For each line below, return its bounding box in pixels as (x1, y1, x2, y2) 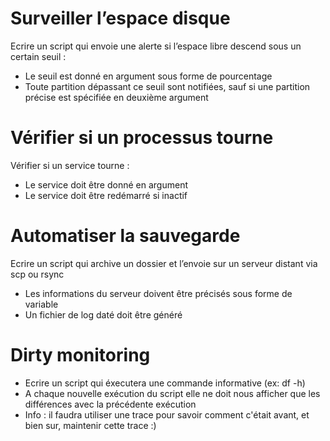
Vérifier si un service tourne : (10, 159, 130, 171)
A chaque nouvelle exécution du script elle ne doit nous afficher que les (24, 387, 321, 399)
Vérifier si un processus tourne (10, 127, 274, 149)
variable (24, 298, 59, 310)
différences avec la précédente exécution (24, 398, 197, 410)
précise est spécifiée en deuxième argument (24, 91, 209, 103)
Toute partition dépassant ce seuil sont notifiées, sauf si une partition (24, 80, 311, 92)
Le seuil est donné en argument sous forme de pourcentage (24, 70, 273, 82)
